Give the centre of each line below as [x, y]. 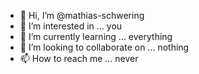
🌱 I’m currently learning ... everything [96, 36]
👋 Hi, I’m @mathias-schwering [82, 15]
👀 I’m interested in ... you [71, 26]
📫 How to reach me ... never [79, 58]
